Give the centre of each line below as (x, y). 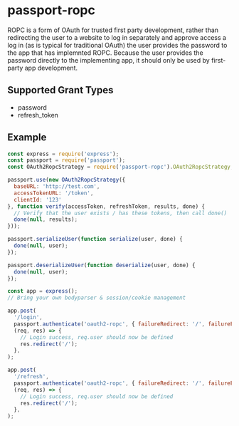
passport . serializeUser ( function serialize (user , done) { (95, 239)
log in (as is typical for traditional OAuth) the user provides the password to (117, 45)
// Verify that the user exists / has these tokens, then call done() (121, 213)
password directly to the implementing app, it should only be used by (108, 60)
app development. (51, 68)
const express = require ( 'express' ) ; (63, 154)
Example (27, 137)
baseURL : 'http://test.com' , (57, 187)
